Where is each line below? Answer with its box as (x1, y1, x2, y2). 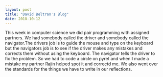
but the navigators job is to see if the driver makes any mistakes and (5, 45, 143, 51)
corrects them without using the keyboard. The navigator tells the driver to (5, 51, 155, 56)
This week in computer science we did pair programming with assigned (5, 30, 149, 36)
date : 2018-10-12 (5, 16, 41, 21)
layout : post (5, 7, 32, 12)
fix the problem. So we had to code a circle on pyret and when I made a (5, 56, 149, 62)
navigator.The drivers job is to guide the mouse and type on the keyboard (5, 40, 153, 46)
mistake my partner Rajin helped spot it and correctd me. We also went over (5, 61, 158, 67)
